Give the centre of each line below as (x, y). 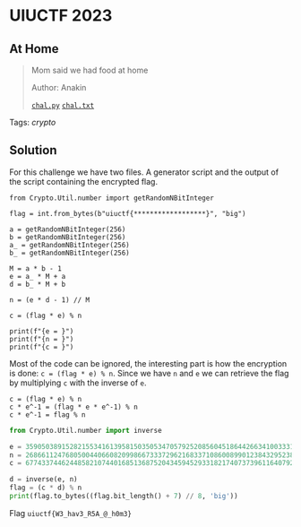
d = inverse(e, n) (43, 479)
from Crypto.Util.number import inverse (86, 430)
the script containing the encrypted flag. (84, 181)
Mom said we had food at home (90, 70)
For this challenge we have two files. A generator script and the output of (144, 172)
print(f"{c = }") (42, 347)
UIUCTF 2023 (61, 16)
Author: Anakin (59, 87)
